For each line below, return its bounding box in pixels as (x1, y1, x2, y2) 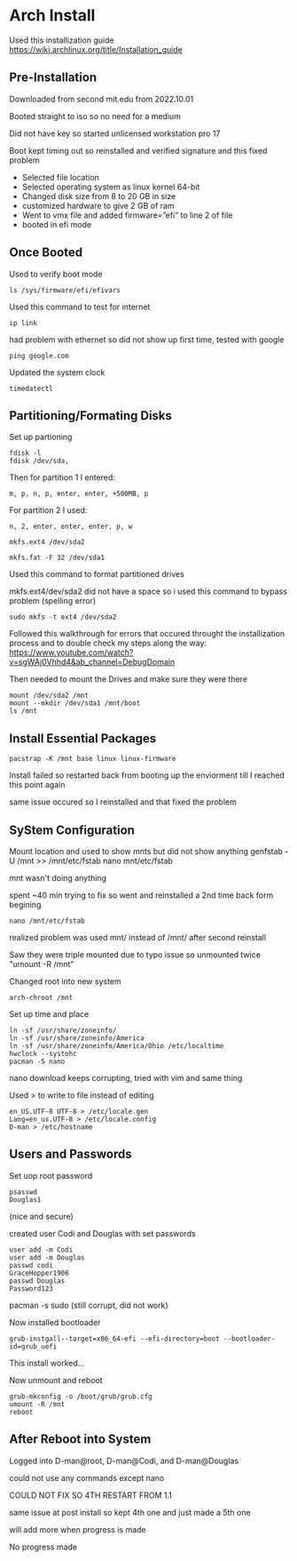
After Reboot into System (9, 1432, 152, 1447)
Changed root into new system (9, 976, 121, 987)
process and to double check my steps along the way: (9, 637, 207, 649)
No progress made (9, 1541, 78, 1552)
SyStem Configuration (9, 822, 136, 837)
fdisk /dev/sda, (9, 457, 69, 466)
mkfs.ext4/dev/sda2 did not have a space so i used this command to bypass (9, 586, 288, 596)
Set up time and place (9, 1009, 90, 1019)
